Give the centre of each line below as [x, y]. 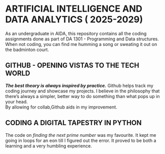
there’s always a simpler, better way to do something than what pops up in [83, 96]
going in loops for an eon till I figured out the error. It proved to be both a [81, 140]
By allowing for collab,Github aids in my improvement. [61, 107]
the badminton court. [27, 49]
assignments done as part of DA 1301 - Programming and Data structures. [82, 39]
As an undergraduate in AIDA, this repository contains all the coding [76, 33]
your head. [16, 101]
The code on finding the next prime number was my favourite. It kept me [81, 135]
